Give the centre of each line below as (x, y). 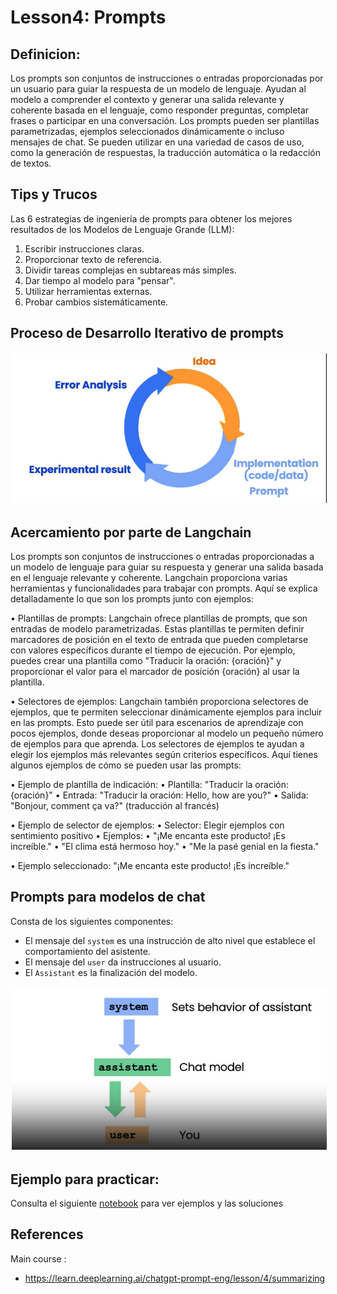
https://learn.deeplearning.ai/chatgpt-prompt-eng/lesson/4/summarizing (175, 1278)
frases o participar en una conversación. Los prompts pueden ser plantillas (165, 120)
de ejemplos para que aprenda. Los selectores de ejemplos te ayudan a (157, 744)
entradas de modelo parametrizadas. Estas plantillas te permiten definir (157, 629)
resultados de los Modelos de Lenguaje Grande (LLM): (122, 229)
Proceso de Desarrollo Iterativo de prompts (147, 333)
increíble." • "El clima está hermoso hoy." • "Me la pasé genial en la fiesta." (165, 847)
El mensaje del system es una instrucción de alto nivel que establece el (170, 940)
